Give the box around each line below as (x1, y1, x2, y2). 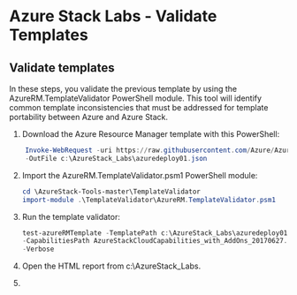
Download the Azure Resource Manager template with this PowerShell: (21, 129, 280, 139)
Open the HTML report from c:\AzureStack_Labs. (21, 261, 202, 271)
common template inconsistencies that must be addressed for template (9, 102, 269, 112)
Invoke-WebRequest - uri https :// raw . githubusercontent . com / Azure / (25, 146, 275, 155)
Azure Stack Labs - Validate (9, 6, 217, 26)
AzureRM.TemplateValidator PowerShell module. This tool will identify (9, 93, 263, 103)
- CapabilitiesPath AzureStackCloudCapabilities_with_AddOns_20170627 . (21, 237, 288, 246)
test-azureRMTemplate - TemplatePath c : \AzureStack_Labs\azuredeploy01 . (21, 228, 292, 238)
